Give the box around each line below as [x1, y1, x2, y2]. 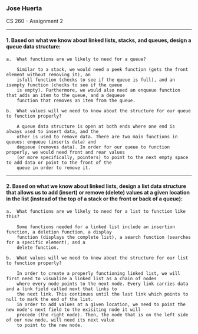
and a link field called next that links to [6, 286, 117, 292]
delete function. [16, 244, 60, 251]
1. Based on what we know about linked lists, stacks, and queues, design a [6, 37, 192, 44]
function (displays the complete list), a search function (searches [16, 234, 192, 240]
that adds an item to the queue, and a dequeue [6, 92, 126, 98]
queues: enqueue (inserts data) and [6, 139, 96, 145]
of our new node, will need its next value [6, 317, 115, 323]
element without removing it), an [6, 72, 91, 77]
